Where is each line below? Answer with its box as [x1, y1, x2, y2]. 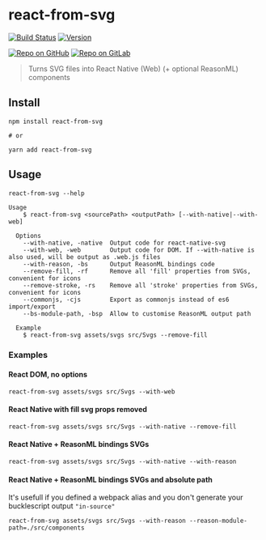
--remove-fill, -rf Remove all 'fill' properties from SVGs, [23, 267, 251, 275]
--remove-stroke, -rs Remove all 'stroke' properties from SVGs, [23, 281, 259, 289]
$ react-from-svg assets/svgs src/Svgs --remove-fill [23, 330, 208, 339]
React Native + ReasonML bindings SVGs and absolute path [8, 474, 213, 484]
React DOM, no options [8, 370, 87, 380]
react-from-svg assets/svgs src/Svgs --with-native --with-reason [8, 457, 237, 466]
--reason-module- [188, 517, 248, 525]
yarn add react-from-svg [8, 146, 92, 154]
